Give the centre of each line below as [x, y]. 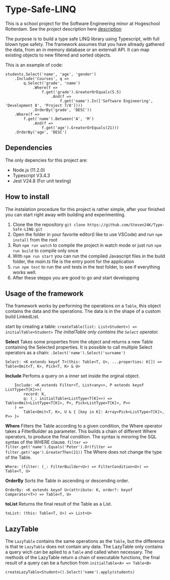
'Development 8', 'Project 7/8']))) [44, 106]
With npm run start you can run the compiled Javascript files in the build [89, 256]
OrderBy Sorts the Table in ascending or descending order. [67, 481]
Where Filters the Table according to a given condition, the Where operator [84, 426]
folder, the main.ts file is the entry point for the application [73, 261]
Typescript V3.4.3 [31, 175]
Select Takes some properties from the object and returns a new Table [79, 342]
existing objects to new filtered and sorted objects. [58, 55]
